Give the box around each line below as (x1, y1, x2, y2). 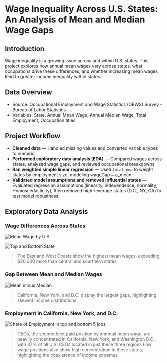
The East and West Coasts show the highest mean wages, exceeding (17, 253, 160, 259)
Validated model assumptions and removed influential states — (12, 177, 147, 183)
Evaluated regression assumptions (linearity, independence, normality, (12, 182, 157, 188)
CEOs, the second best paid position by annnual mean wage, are (17, 331, 151, 337)
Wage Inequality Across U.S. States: (5, 3, 158, 15)
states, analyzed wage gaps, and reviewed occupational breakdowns (12, 161, 155, 167)
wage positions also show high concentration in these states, (17, 346, 143, 353)
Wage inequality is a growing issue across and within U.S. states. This (5, 58, 149, 63)
